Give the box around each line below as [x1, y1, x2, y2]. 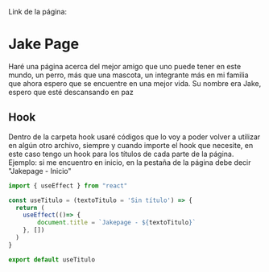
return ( [15, 204, 45, 212]
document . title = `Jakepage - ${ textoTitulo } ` [37, 219, 197, 227]
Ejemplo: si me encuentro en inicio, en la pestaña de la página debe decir [8, 157, 251, 167]
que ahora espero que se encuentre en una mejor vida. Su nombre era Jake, [8, 78, 262, 88]
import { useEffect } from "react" [8, 181, 128, 190]
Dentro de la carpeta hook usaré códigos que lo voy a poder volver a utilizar [8, 132, 261, 142]
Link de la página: [8, 7, 67, 16]
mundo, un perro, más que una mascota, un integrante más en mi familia [8, 70, 249, 80]
